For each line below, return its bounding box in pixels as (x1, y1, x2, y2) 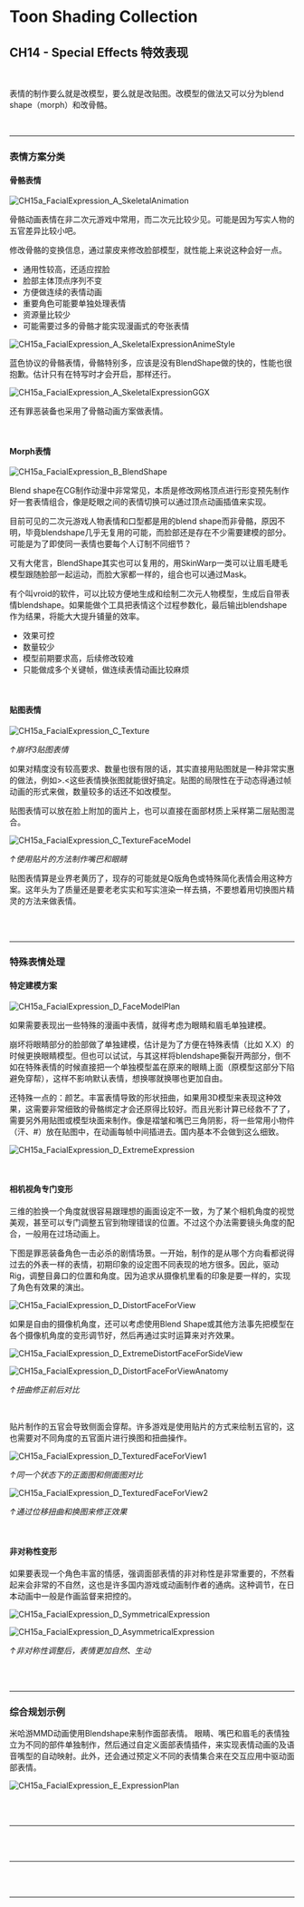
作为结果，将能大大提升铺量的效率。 (9, 611, 145, 622)
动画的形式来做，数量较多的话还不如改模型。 (9, 786, 176, 797)
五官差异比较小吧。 (9, 225, 81, 237)
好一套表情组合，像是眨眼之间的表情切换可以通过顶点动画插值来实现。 (9, 496, 271, 507)
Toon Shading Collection (9, 6, 198, 27)
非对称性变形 (9, 1546, 57, 1557)
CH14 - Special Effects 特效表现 (9, 44, 188, 60)
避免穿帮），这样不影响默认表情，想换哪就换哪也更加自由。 (9, 1072, 228, 1083)
